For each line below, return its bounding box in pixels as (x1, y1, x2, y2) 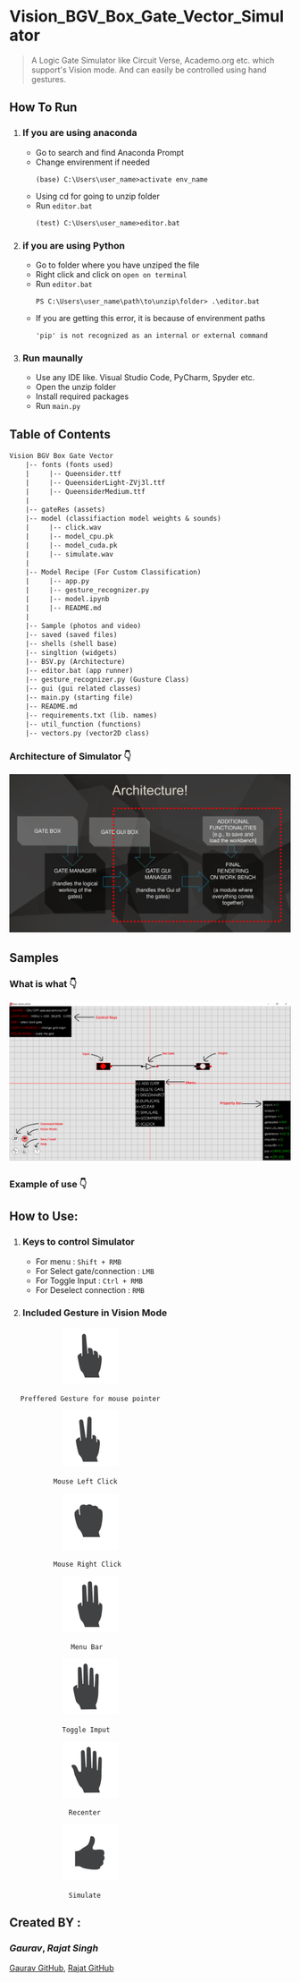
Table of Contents (9, 427, 112, 442)
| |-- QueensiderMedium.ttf (25, 488, 146, 497)
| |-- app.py (25, 577, 90, 586)
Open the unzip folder (35, 382, 116, 393)
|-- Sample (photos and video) (25, 622, 142, 631)
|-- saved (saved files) (25, 631, 118, 640)
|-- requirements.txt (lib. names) (25, 711, 158, 720)
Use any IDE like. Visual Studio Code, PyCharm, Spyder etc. (35, 372, 255, 383)
